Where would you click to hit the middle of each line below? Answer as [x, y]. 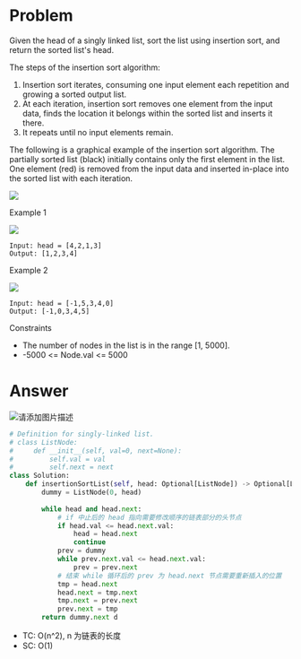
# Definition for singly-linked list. [82, 434]
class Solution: [39, 476]
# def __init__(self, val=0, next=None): [95, 451]
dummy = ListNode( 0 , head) [92, 492]
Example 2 [29, 270]
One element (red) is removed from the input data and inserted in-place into [149, 169]
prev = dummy [81, 551]
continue [89, 542]
